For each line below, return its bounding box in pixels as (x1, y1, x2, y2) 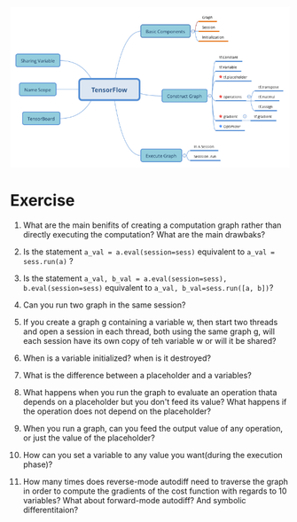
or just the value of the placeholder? (22, 432, 156, 443)
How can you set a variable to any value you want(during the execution (22, 449, 283, 460)
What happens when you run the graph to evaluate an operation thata (22, 386, 277, 397)
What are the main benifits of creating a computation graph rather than (22, 220, 282, 230)
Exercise (10, 191, 75, 211)
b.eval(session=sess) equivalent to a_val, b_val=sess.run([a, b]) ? (22, 282, 274, 292)
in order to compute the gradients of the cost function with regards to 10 (22, 486, 287, 496)
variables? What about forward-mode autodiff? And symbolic (22, 495, 246, 505)
